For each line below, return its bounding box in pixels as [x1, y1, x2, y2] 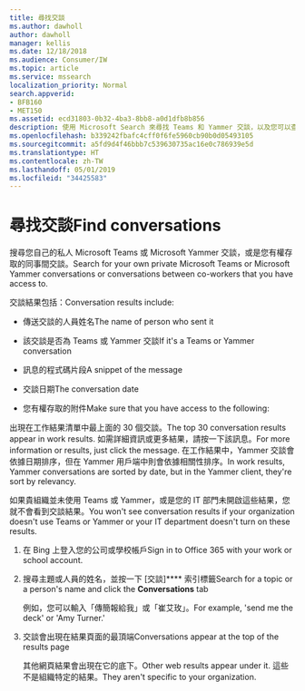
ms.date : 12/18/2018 [9, 47, 88, 56]
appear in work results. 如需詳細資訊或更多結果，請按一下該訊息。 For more [9, 433, 290, 444]
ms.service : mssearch [9, 73, 92, 82]
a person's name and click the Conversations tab [22, 584, 209, 595]
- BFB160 [9, 97, 43, 107]
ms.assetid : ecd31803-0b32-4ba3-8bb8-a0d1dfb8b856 [9, 114, 205, 123]
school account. [22, 555, 84, 566]
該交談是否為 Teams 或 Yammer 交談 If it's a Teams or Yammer [22, 336, 255, 346]
